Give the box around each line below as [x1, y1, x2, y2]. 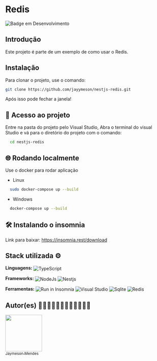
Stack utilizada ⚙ [5, 251, 61, 260]
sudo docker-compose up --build [10, 187, 79, 192]
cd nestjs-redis [10, 140, 44, 145]
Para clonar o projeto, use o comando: [5, 77, 86, 83]
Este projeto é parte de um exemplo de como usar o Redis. [5, 48, 128, 54]
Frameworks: [5, 275, 34, 281]
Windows [12, 196, 33, 202]
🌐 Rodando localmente [5, 154, 80, 162]
